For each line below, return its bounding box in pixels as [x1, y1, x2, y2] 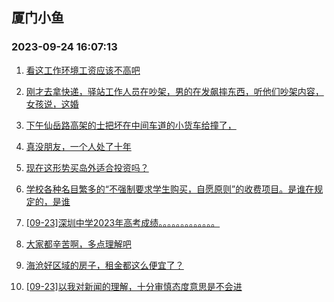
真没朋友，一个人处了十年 [25, 140, 132, 152]
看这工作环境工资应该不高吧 [25, 64, 141, 76]
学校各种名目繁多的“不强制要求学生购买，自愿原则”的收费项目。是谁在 [25, 183, 315, 195]
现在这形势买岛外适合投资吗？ [25, 161, 149, 173]
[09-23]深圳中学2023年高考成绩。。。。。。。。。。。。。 [25, 216, 221, 228]
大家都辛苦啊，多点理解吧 [25, 238, 132, 250]
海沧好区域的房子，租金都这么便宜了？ [25, 259, 184, 271]
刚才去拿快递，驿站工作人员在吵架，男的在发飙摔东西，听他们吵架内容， [25, 85, 324, 97]
